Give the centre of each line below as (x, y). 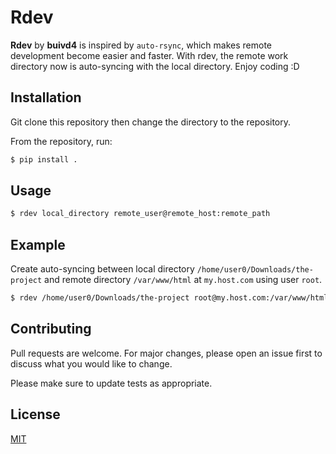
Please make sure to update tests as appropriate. (111, 383)
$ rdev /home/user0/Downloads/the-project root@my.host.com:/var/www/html (169, 298)
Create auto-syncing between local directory (102, 269)
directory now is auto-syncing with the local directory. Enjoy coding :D (155, 66)
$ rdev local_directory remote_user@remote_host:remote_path (140, 214)
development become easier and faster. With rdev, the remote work (149, 55)
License (35, 414)
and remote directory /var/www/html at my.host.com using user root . (183, 280)
